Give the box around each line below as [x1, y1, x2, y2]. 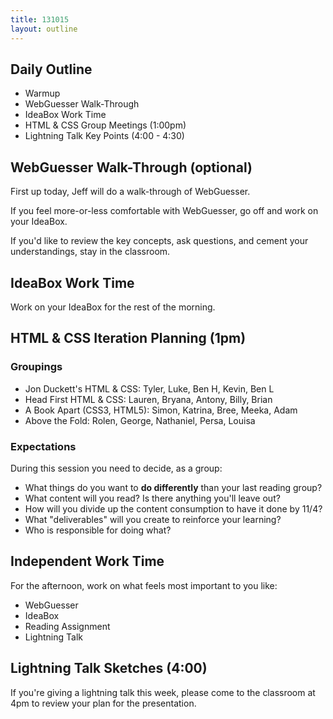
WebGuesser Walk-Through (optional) [10, 159, 253, 176]
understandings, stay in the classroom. [10, 246, 171, 258]
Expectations [10, 439, 77, 453]
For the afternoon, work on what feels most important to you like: [10, 579, 278, 591]
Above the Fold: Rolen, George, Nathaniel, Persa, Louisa [24, 414, 256, 426]
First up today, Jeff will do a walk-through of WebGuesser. [10, 186, 251, 198]
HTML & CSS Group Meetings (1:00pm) [24, 119, 187, 131]
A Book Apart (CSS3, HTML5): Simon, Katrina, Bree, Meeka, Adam [24, 404, 298, 416]
